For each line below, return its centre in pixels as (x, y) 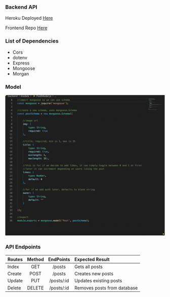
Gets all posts (88, 267)
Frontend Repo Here (26, 28)
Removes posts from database (106, 288)
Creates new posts (94, 274)
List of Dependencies (32, 41)
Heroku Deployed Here (29, 18)
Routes (15, 259)
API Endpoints (23, 247)
